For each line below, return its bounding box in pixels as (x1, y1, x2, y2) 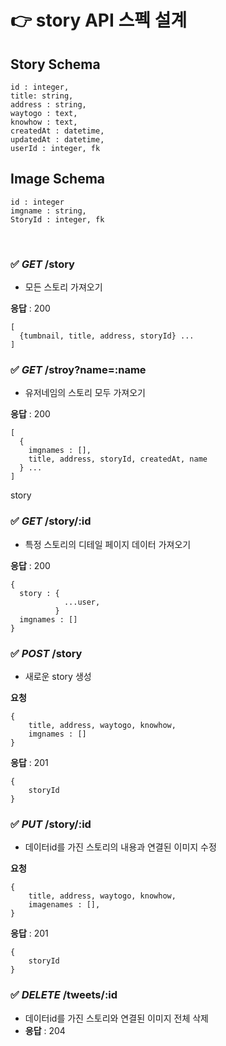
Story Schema (10, 56, 101, 73)
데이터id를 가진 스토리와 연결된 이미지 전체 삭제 (24, 1012, 209, 1024)
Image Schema (10, 171, 106, 188)
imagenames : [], (28, 900, 101, 910)
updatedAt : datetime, (10, 135, 105, 145)
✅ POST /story (10, 646, 83, 660)
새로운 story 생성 (24, 671, 92, 682)
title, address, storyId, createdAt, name (28, 454, 208, 465)
